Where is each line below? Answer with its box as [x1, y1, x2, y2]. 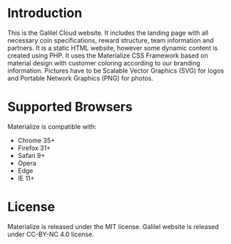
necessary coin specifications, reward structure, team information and [7, 36, 214, 44]
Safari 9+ [17, 151, 46, 159]
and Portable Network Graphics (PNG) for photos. [7, 73, 154, 83]
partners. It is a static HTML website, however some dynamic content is [7, 43, 218, 52]
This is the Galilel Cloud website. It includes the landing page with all [7, 28, 209, 37]
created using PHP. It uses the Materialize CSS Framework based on [7, 51, 209, 60]
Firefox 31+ [17, 144, 51, 152]
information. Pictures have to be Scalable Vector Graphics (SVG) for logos [7, 66, 225, 75]
